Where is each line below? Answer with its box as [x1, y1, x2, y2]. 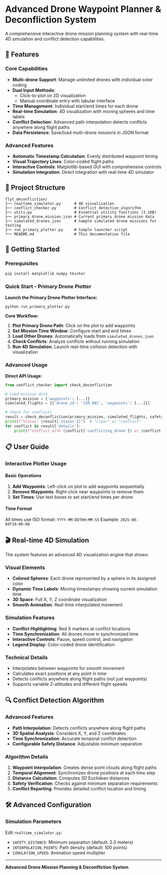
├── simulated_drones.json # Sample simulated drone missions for [5, 218, 157, 224]
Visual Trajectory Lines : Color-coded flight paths [12, 158, 114, 164]
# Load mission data [5, 391, 48, 396]
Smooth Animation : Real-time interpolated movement [12, 602, 123, 608]
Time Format [5, 505, 32, 511]
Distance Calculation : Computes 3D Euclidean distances [12, 775, 130, 781]
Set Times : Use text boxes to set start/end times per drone [12, 494, 133, 500]
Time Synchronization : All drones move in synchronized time [12, 631, 139, 637]
